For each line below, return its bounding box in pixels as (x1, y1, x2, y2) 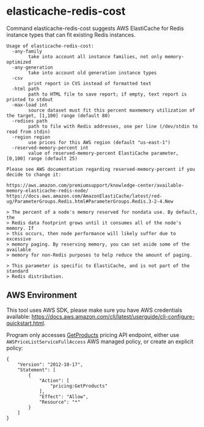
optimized (6, 59, 32, 65)
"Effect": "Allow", (38, 393, 89, 399)
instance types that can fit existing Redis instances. (6, 31, 136, 38)
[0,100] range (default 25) (6, 155, 78, 162)
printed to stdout (6, 96, 53, 102)
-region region (12, 134, 51, 140)
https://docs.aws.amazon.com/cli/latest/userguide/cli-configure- (31, 312, 195, 320)
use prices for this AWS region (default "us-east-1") (28, 139, 171, 145)
